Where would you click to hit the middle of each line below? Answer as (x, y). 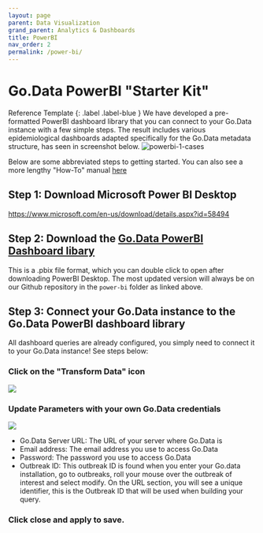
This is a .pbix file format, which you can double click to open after (116, 270)
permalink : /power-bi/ (45, 52)
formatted (24, 121)
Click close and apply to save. (66, 520)
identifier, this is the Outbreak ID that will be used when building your (131, 490)
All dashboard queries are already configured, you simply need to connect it (131, 343)
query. (30, 499)
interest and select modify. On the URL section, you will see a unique (131, 483)
